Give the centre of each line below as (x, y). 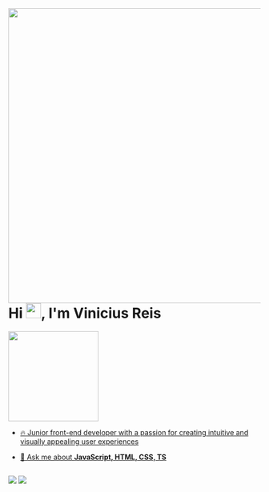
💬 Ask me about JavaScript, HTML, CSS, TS (93, 457)
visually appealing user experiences (79, 441)
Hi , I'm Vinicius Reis (85, 313)
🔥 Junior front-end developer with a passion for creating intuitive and (134, 432)
